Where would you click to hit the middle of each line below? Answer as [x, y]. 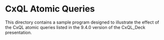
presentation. [18, 32]
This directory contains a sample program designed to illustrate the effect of [82, 22]
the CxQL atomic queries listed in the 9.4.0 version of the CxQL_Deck [75, 27]
